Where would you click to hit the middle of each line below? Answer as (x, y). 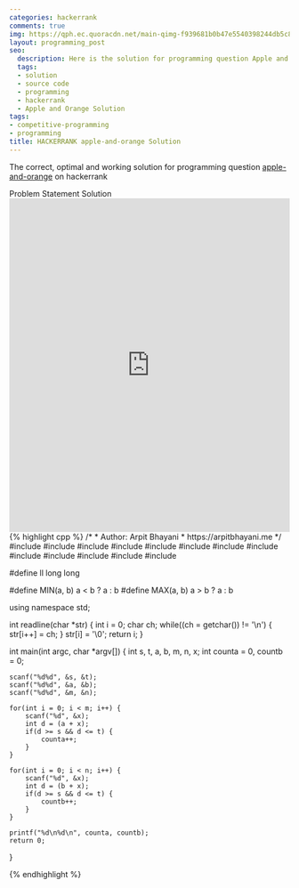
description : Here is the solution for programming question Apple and (153, 59)
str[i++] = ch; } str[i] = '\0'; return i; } (77, 634)
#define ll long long (44, 573)
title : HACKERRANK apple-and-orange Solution (95, 141)
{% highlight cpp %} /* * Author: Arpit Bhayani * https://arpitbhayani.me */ (145, 537)
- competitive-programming (59, 125)
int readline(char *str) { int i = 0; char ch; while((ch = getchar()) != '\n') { (141, 625)
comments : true (37, 26)
